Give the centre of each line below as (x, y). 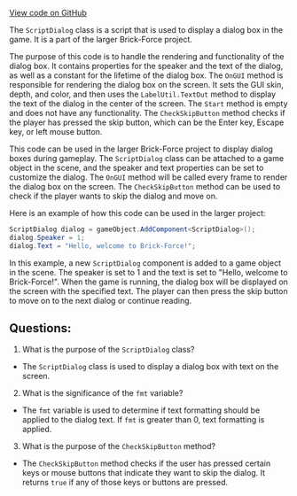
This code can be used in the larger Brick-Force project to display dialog (141, 149)
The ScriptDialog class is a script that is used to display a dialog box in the (146, 30)
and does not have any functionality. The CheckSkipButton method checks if (147, 113)
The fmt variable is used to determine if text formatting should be (141, 410)
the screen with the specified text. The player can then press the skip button (148, 291)
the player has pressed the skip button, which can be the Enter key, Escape (147, 122)
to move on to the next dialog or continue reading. (101, 300)
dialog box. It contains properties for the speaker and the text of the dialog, (146, 66)
